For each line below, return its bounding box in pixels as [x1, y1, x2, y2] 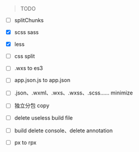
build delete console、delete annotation [14, 127, 113, 134]
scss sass [14, 29, 39, 36]
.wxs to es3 [14, 65, 43, 72]
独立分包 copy [14, 102, 50, 110]
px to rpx [14, 139, 37, 146]
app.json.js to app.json [14, 77, 71, 84]
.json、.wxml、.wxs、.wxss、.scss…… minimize [14, 89, 133, 96]
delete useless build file [14, 114, 73, 121]
